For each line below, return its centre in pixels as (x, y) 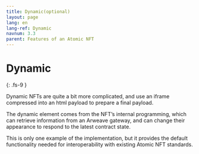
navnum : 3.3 (21, 34)
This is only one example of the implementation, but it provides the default (97, 138)
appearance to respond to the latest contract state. (68, 126)
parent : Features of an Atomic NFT (50, 39)
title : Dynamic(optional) (38, 12)
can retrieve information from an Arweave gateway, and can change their (96, 120)
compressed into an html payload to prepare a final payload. (80, 102)
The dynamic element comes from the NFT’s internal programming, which (97, 114)
